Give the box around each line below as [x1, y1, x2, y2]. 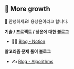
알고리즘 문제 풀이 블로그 [4, 48, 51, 54]
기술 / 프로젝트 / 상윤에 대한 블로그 [4, 29, 69, 34]
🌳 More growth [4, 5, 51, 13]
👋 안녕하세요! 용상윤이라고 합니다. [4, 18, 69, 24]
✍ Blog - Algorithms [11, 58, 54, 64]
